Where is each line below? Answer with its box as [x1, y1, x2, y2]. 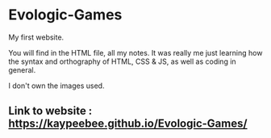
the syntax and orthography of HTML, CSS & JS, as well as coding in [8, 56, 236, 66]
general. [8, 65, 36, 74]
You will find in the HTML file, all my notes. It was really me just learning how [8, 48, 263, 57]
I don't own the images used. [8, 81, 105, 90]
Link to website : [8, 104, 93, 118]
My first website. [8, 32, 65, 42]
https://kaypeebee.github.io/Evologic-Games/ [8, 117, 248, 131]
